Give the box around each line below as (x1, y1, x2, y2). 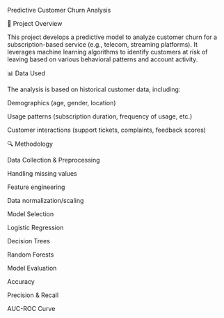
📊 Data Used (7, 69, 45, 77)
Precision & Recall (7, 291, 59, 299)
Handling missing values (7, 169, 78, 177)
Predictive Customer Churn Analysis (7, 6, 111, 14)
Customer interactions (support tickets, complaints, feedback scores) (7, 126, 207, 134)
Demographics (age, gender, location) (7, 99, 116, 107)
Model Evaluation (7, 264, 57, 272)
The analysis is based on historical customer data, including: (7, 85, 181, 93)
